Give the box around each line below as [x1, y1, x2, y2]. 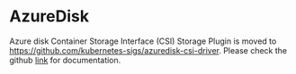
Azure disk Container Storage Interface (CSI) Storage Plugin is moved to [9, 36, 277, 46]
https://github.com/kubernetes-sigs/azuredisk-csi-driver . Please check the [9, 45, 288, 55]
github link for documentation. [9, 54, 121, 65]
